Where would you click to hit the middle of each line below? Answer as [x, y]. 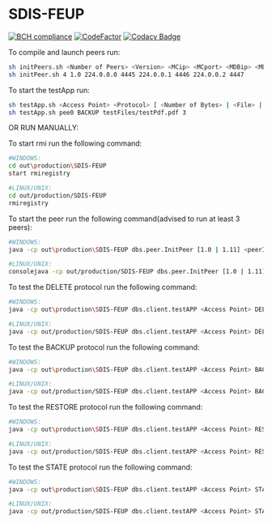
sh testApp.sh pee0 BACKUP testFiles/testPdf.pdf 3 [97, 113]
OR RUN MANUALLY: [44, 128]
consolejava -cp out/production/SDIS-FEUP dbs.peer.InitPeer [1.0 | [126, 272]
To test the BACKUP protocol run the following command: [104, 347]
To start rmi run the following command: [75, 143]
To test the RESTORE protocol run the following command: [106, 407]
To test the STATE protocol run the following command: [100, 467]
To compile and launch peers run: [64, 52]
